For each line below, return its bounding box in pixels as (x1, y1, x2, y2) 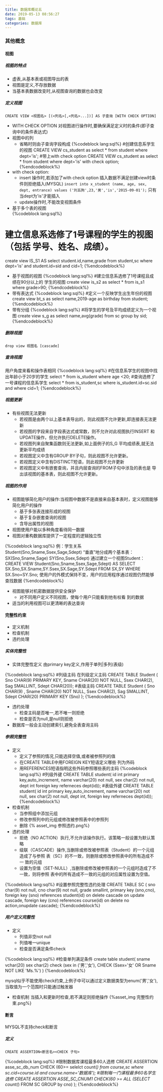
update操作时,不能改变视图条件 (19, 199, 81, 205)
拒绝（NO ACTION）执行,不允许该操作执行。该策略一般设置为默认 (19, 835, 151, 840)
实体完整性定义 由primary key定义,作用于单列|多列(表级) (12, 661, 124, 667)
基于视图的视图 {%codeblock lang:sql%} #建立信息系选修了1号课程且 (12, 273, 150, 279)
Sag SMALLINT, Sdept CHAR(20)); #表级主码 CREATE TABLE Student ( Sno (5, 683, 155, 689)
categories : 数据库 (5, 20, 42, 26)
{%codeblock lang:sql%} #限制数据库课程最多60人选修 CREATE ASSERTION (5, 1058, 158, 1064)
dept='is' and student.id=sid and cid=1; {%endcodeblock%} (5, 263, 125, 269)
